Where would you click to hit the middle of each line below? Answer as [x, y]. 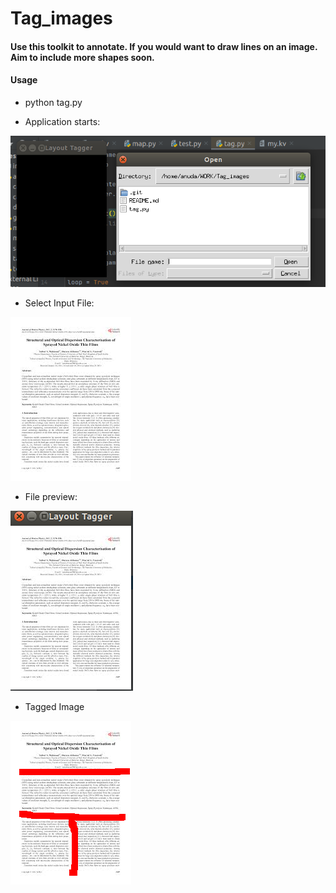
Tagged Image [54, 706]
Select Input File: [59, 303]
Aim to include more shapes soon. [82, 57]
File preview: [51, 496]
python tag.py [53, 102]
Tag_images [61, 18]
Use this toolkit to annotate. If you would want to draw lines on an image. [164, 46]
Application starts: [62, 121]
